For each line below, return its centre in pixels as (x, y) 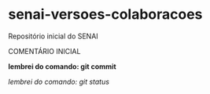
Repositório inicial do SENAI (53, 36)
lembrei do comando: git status (59, 81)
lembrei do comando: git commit (62, 66)
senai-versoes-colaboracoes (105, 14)
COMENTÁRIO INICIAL (44, 51)
